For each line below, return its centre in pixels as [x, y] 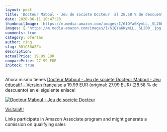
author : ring [19, 42]
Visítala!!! [14, 110]
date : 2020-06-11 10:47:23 [33, 19]
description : [19, 51]
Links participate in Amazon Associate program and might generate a [76, 119]
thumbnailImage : [22, 24]
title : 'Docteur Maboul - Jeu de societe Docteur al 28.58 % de [74, 14]
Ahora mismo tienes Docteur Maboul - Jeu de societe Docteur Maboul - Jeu [83, 80]
